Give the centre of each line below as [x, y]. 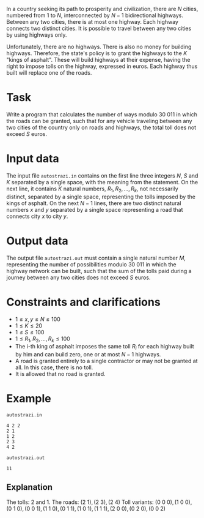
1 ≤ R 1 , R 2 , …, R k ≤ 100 [42, 339]
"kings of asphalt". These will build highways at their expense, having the [98, 60]
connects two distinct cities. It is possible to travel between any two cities [99, 28]
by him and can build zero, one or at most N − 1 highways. [88, 355]
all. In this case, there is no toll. [54, 367]
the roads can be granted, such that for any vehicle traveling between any [99, 121]
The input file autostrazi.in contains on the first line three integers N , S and [102, 175]
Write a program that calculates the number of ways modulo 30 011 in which [102, 114]
